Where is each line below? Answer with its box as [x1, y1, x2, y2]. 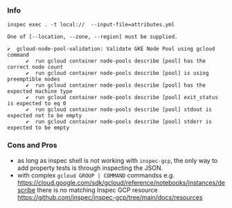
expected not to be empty [7, 112, 82, 119]
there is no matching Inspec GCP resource [37, 186, 158, 194]
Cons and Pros [7, 141, 57, 150]
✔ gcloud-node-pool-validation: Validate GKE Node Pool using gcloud [7, 46, 215, 53]
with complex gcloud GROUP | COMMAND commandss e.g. [17, 171, 175, 179]
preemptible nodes [7, 76, 60, 83]
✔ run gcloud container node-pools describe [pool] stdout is [25, 106, 213, 113]
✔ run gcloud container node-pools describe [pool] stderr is [25, 119, 213, 125]
